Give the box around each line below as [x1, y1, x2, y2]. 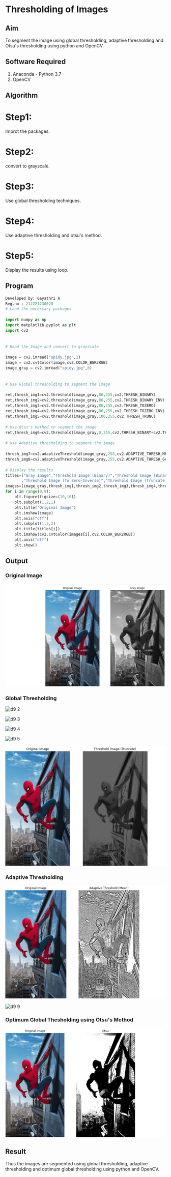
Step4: [5, 215, 35, 227]
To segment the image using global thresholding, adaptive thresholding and [5, 37, 164, 43]
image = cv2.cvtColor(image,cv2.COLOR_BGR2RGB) [5, 360, 108, 365]
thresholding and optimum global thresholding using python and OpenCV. [5, 1166, 159, 1172]
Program [5, 281, 34, 291]
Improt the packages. [5, 128, 50, 134]
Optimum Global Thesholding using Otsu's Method [5, 1016, 134, 1023]
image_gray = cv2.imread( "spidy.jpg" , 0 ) [5, 365, 93, 371]
